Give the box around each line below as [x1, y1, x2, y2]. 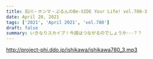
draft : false [6, 25, 38, 31]
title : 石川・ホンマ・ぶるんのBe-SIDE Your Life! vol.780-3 [6, 8, 148, 15]
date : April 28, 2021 [6, 14, 60, 20]
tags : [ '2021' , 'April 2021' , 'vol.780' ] [6, 19, 110, 25]
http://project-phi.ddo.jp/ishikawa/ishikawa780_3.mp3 [6, 46, 138, 53]
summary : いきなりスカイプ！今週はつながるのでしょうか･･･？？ [6, 30, 142, 36]
